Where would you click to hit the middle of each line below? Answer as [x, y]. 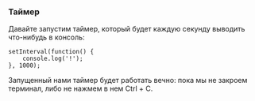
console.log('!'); [53, 59]
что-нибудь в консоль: [46, 37]
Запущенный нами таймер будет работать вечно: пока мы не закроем [128, 80]
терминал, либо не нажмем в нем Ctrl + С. [81, 88]
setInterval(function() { [51, 52]
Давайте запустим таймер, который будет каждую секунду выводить [127, 29]
